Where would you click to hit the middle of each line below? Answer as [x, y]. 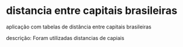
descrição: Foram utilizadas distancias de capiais [65, 38]
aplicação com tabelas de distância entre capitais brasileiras [79, 27]
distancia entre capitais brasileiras [92, 11]
